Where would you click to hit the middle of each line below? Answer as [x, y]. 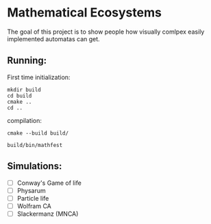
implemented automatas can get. [54, 38]
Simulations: [35, 166]
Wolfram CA [34, 206]
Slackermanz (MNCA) [48, 214]
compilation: [25, 120]
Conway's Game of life [49, 183]
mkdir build [24, 90]
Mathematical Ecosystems [85, 13]
